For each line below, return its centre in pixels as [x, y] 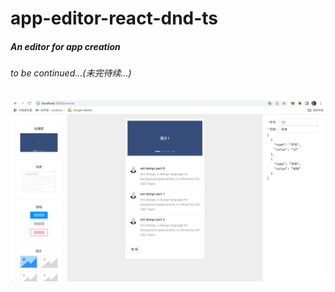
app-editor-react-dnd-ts [114, 18]
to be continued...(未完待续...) [71, 73]
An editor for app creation [65, 46]
